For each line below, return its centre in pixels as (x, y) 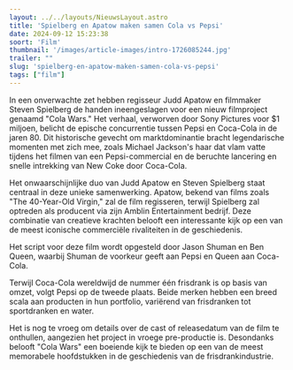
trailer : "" (31, 58)
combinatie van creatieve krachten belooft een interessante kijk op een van (146, 220)
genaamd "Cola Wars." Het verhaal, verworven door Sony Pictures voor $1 (145, 118)
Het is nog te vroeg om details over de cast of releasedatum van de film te (144, 328)
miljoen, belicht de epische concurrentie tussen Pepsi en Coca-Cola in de (143, 128)
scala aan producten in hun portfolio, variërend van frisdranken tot (130, 301)
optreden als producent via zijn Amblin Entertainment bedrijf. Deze (131, 211)
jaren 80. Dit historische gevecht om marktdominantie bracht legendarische (147, 137)
